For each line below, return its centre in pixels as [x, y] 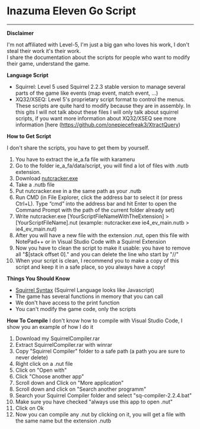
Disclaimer [20, 33]
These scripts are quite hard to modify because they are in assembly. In [103, 105]
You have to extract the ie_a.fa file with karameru [75, 159]
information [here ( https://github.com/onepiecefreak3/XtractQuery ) [98, 125]
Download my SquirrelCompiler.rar [58, 338]
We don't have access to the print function [67, 303]
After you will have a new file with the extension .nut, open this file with [102, 235]
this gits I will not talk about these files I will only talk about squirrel [97, 112]
